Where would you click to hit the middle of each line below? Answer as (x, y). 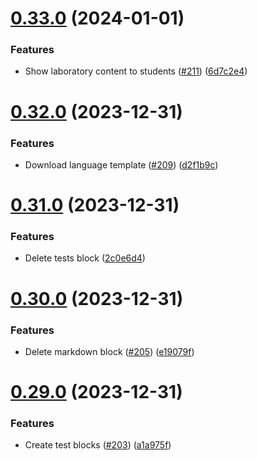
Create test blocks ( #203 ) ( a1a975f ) (98, 445)
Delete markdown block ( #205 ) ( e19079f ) (109, 351)
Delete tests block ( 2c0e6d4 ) (85, 258)
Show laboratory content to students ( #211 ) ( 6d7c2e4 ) (136, 71)
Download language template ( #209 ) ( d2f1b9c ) (121, 164)
